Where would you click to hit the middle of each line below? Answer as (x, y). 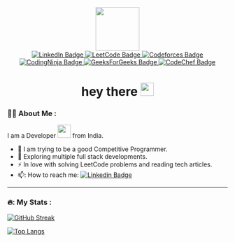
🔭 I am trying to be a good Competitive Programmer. (92, 149)
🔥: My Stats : (30, 202)
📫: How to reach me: (48, 175)
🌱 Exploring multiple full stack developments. (82, 157)
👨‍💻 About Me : (32, 113)
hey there (110, 92)
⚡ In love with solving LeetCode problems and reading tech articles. (115, 164)
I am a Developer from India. (55, 136)
